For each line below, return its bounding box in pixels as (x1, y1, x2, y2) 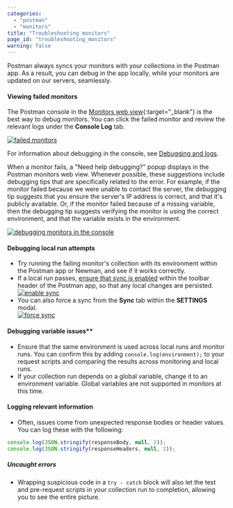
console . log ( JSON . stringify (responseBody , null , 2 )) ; (7, 439, 167, 445)
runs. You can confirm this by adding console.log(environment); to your (17, 350, 225, 358)
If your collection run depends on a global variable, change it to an (17, 372, 208, 380)
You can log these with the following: (17, 425, 124, 434)
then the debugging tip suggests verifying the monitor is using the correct (7, 207, 219, 215)
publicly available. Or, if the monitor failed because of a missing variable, (7, 199, 216, 208)
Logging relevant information (7, 402, 94, 411)
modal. (17, 304, 38, 312)
